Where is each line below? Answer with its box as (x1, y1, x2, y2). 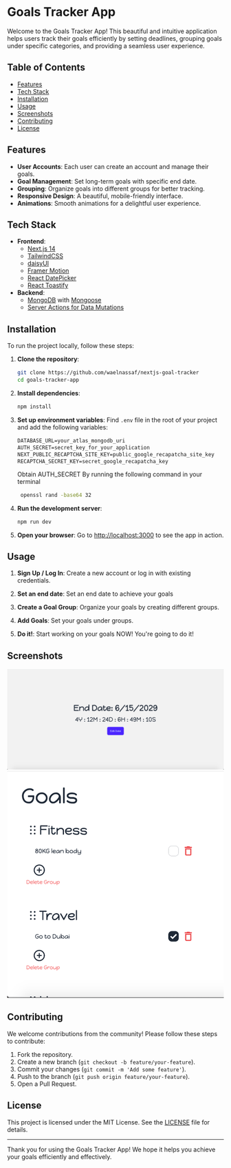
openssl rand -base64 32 (20, 491, 91, 498)
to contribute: (7, 1037, 46, 1045)
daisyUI (27, 260, 49, 268)
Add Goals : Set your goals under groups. (16, 616, 134, 625)
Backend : (16, 289, 45, 297)
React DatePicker (27, 274, 77, 282)
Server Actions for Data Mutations (27, 303, 124, 311)
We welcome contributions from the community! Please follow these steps (7, 1029, 218, 1038)
